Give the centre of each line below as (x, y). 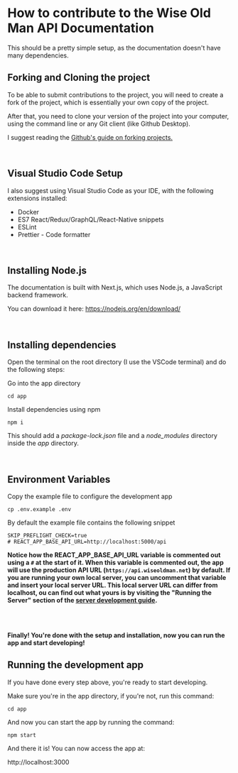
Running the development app (76, 665)
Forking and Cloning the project (79, 78)
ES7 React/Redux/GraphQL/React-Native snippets (91, 219)
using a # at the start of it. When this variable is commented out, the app (115, 563)
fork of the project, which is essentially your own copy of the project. (108, 102)
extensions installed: (37, 198)
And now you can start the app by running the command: (91, 722)
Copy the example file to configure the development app (90, 496)
